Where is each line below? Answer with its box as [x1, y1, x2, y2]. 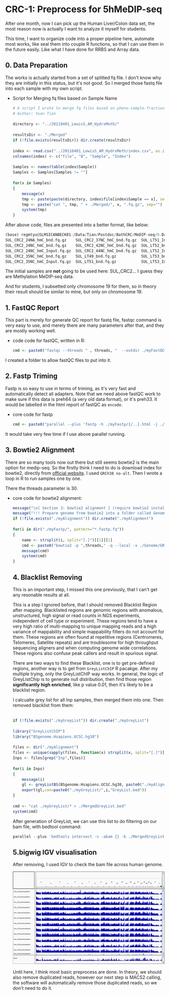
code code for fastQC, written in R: [12, 337, 86, 344]
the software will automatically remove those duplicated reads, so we [12, 980, 157, 986]
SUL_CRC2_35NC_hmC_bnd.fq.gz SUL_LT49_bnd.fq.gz [5, 254, 116, 259]
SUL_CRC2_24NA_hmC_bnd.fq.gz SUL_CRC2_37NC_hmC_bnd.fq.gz [5, 237, 137, 243]
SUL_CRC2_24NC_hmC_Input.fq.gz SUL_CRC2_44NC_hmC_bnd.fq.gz [5, 248, 137, 253]
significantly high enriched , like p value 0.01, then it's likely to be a [12, 681, 153, 688]
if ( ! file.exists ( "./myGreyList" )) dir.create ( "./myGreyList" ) [12, 718, 149, 723]
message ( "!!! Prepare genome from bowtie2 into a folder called [12, 511, 151, 516]
